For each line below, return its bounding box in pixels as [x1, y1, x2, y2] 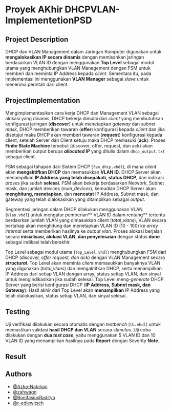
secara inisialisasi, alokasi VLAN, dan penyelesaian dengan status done [5, 233, 160, 239]
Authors [5, 370, 32, 379]
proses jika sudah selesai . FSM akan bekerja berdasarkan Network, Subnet [5, 180, 164, 186]
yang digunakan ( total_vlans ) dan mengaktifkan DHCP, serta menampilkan [5, 265, 162, 271]
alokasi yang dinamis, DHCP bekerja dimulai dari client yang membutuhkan [5, 115, 163, 121]
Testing [5, 307, 30, 316]
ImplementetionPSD [5, 14, 92, 26]
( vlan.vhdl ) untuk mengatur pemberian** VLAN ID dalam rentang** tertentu [5, 212, 165, 218]
